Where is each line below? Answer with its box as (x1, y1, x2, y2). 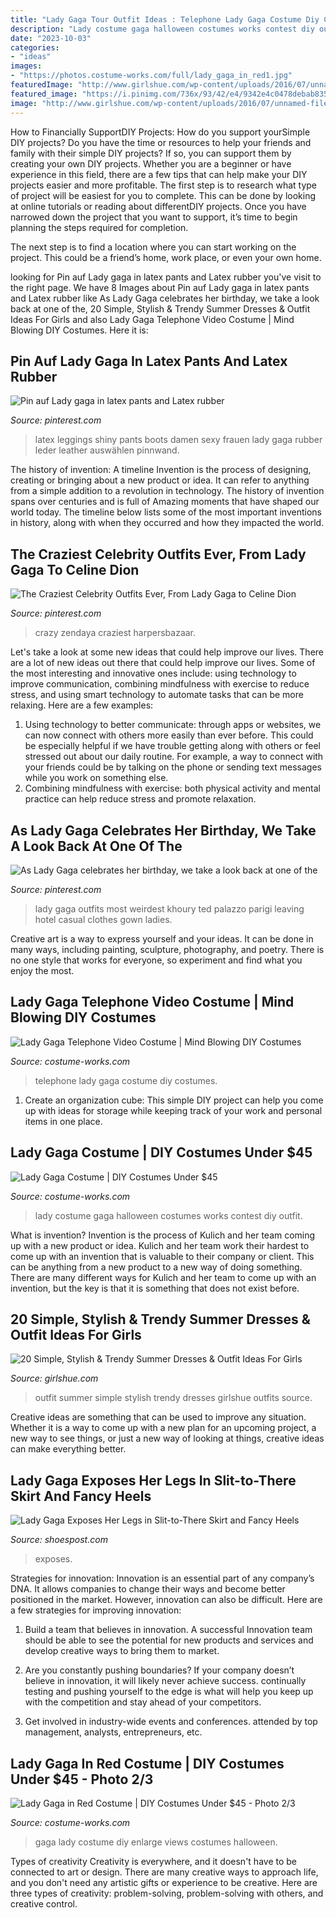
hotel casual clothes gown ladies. (34, 913, 173, 925)
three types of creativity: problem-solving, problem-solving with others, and (10, 1887, 324, 1899)
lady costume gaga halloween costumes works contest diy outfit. (34, 1209, 303, 1221)
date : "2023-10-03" (10, 33, 92, 43)
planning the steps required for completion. (10, 221, 189, 233)
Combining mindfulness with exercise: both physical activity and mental (24, 782, 321, 795)
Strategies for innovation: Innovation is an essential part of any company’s (10, 1572, 315, 1585)
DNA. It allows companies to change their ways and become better (10, 1583, 286, 1595)
